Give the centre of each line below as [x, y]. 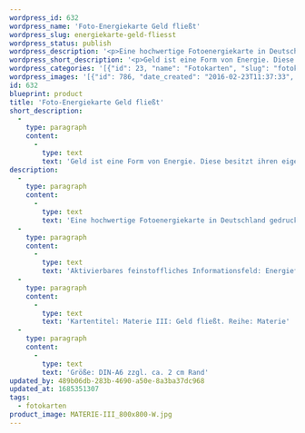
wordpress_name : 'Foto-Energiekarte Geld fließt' [105, 26]
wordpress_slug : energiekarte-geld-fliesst [93, 34]
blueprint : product [46, 93]
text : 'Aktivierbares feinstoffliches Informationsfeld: [152, 271]
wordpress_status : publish [60, 43]
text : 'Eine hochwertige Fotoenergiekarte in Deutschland [154, 220]
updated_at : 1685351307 [54, 389]
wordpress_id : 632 [44, 18]
